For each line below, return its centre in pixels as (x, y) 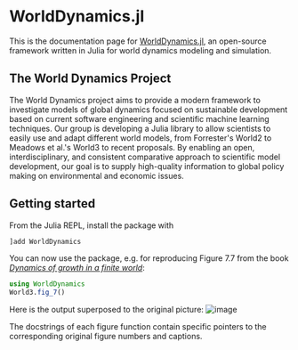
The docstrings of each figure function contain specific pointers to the (138, 327)
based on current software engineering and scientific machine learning (139, 118)
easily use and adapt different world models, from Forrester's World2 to (141, 138)
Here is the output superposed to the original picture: (107, 310)
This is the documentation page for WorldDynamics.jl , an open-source (138, 41)
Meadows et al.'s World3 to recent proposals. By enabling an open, (132, 147)
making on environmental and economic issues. (97, 175)
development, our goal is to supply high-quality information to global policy (147, 166)
